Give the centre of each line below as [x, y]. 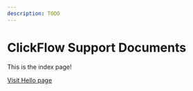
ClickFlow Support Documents [97, 47]
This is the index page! [39, 67]
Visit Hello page [30, 80]
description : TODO [34, 13]
